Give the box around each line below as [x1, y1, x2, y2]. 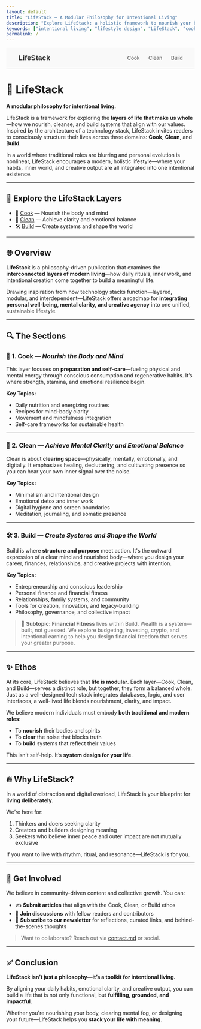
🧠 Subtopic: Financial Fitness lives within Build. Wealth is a [20, 620, 167, 627]
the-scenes [14, 923, 44, 930]
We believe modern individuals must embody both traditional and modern [6, 709, 190, 716]
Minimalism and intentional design [14, 491, 99, 498]
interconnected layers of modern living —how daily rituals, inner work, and [6, 270, 192, 277]
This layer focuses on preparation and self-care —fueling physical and [6, 365, 181, 373]
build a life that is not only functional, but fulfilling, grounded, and [6, 991, 169, 999]
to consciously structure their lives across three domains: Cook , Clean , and [6, 133, 193, 141]
